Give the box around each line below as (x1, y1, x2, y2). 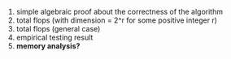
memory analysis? (15, 41, 81, 51)
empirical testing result (15, 32, 94, 42)
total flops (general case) (15, 24, 101, 33)
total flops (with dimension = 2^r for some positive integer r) (15, 15, 218, 25)
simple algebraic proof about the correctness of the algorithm (15, 7, 224, 16)
